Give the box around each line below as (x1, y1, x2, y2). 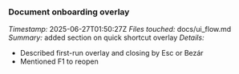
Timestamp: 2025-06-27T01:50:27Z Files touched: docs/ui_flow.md (8, 25, 232, 34)
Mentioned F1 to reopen (19, 56, 99, 66)
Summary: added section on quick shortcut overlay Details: (8, 33, 205, 42)
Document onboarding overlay (8, 6, 130, 18)
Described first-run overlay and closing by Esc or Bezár (19, 49, 204, 58)
